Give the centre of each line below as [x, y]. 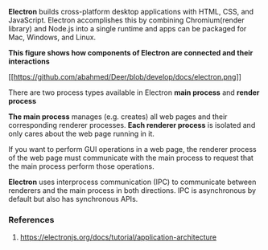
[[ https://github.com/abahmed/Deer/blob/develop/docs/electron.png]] [125, 77]
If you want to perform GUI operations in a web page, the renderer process [132, 149]
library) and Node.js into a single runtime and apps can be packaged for [128, 29]
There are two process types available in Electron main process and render [134, 92]
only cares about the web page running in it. [82, 133]
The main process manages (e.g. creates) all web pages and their [118, 117]
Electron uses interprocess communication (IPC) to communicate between [132, 182]
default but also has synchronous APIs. [73, 199]
